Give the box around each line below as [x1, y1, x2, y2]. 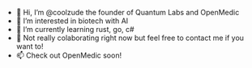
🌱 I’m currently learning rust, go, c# [15, 25, 135, 34]
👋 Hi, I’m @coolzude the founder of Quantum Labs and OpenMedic [15, 8, 240, 17]
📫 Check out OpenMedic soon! [15, 50, 122, 60]
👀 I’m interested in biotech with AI [15, 16, 129, 26]
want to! [15, 42, 44, 51]
